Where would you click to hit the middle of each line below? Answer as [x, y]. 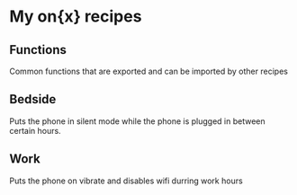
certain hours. [35, 130]
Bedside [33, 99]
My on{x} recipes [76, 17]
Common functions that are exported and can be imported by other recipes [148, 71]
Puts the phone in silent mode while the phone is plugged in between [137, 121]
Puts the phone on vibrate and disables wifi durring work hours [126, 181]
